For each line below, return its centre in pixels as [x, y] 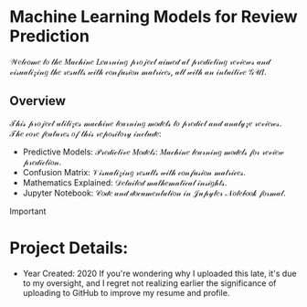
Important [28, 211]
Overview [38, 101]
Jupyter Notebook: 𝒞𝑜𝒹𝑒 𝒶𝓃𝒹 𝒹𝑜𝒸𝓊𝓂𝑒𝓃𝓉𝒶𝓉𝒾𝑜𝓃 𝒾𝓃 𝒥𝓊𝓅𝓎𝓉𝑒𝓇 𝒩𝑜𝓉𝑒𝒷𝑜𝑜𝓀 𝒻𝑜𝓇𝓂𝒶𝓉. [154, 193]
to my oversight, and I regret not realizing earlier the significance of [149, 283]
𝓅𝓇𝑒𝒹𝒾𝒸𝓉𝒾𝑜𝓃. [42, 162]
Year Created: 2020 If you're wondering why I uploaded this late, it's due [159, 273]
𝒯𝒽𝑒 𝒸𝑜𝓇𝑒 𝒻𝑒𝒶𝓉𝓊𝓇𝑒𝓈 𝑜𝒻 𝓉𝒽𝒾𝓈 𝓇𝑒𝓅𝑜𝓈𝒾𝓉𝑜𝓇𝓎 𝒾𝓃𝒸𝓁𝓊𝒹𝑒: [85, 133]
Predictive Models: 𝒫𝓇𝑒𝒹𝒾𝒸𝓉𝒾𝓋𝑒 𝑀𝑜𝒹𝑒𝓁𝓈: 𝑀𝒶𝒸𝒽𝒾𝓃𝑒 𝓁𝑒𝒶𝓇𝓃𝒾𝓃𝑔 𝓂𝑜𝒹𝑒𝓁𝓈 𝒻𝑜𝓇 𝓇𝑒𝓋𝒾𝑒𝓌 [153, 152]
